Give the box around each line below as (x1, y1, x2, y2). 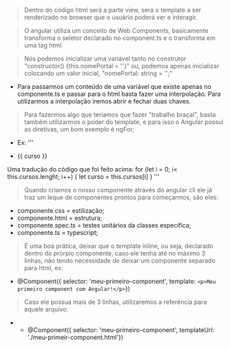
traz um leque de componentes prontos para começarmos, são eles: (23, 193, 219, 201)
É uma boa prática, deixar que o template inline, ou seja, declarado (23, 242, 213, 250)
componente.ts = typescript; (17, 229, 98, 236)
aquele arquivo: (23, 305, 69, 313)
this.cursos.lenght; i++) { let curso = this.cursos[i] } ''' (7, 172, 160, 181)
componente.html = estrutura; (17, 214, 103, 222)
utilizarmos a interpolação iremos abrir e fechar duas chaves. (17, 97, 191, 105)
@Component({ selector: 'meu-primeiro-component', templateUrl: (27, 326, 215, 334)
